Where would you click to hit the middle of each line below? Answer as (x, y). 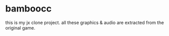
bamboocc (29, 9)
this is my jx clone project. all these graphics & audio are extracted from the (85, 22)
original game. (20, 27)
